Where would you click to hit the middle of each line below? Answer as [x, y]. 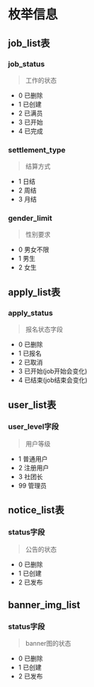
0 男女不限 [34, 249]
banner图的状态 [48, 644]
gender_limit [30, 218]
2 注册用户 [34, 468]
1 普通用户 [33, 459]
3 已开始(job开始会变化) [53, 371]
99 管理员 [33, 485]
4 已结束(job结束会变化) [53, 380]
